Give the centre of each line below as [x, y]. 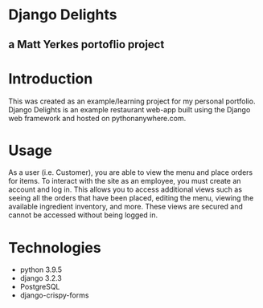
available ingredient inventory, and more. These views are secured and [126, 207]
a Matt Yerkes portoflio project [86, 45]
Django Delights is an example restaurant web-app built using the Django [129, 109]
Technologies [55, 247]
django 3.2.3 [41, 278]
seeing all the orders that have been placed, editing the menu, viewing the [131, 198]
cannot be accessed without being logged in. [83, 215]
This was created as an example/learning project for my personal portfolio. [132, 101]
